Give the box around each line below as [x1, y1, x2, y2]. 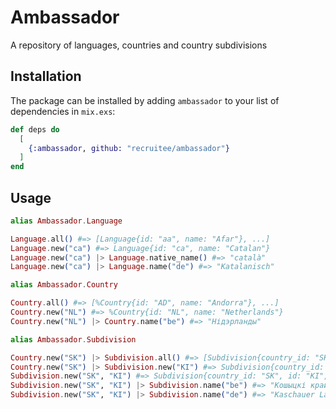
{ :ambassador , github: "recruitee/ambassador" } [28, 143, 230, 153]
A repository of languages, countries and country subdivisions [10, 39, 268, 51]
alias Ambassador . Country [10, 280, 118, 290]
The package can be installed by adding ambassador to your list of [10, 94, 280, 106]
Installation [10, 68, 82, 85]
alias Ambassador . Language [10, 216, 123, 226]
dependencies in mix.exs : [10, 105, 116, 117]
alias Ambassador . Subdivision [10, 334, 137, 345]
